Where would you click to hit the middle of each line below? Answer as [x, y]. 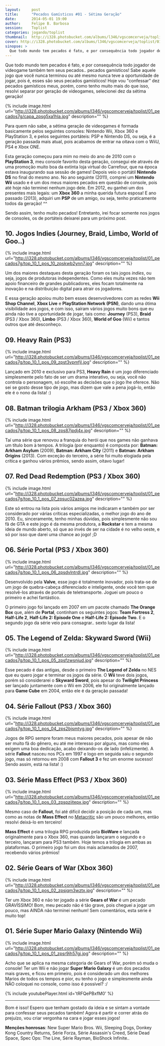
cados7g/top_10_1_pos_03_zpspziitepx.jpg [47, 802]
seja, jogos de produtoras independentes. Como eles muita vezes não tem [80, 278]
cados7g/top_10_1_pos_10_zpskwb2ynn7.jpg [49, 263]
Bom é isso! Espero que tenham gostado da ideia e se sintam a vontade [77, 1008]
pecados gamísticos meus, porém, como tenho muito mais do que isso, [77, 86]
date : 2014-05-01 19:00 [36, 19]
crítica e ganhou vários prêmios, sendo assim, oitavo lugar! [65, 461]
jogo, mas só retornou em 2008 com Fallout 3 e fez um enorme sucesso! [79, 759]
